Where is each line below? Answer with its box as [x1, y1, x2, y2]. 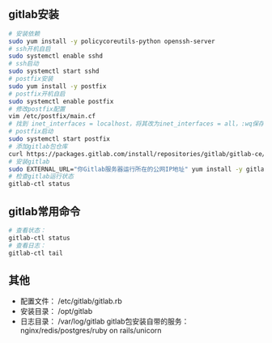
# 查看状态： [8, 227, 46, 235]
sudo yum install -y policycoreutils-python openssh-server [8, 37, 216, 45]
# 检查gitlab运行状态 [8, 172, 74, 180]
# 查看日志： [8, 241, 46, 249]
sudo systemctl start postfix [8, 135, 111, 143]
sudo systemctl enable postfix [8, 97, 114, 105]
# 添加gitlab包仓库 [8, 142, 68, 150]
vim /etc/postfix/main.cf [8, 112, 96, 121]
